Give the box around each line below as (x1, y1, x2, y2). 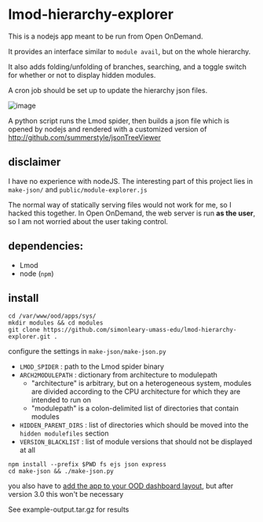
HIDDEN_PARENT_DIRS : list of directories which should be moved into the (19, 421, 249, 430)
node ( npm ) (19, 269, 54, 278)
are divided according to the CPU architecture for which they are (31, 387, 241, 396)
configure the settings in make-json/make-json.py (8, 347, 166, 356)
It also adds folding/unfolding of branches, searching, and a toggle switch (8, 61, 247, 72)
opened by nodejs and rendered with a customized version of (8, 124, 207, 134)
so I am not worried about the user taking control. (8, 216, 169, 226)
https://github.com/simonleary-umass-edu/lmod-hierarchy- (42, 326, 237, 334)
